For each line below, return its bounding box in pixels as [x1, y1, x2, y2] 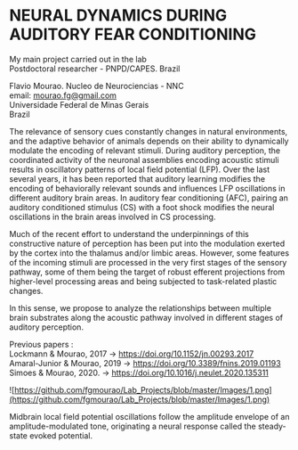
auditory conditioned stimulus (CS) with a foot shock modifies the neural [9, 201, 275, 212]
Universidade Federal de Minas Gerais [9, 99, 149, 110]
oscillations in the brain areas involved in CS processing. [9, 211, 216, 222]
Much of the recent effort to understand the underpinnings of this [9, 228, 249, 239]
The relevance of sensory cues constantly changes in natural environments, [9, 126, 288, 136]
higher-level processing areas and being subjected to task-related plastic [9, 275, 278, 286]
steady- [257, 421, 286, 431]
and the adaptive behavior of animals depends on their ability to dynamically [9, 135, 289, 146]
